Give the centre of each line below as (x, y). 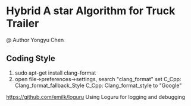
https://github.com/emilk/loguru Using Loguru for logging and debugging (96, 97)
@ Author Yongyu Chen (35, 40)
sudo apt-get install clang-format (55, 73)
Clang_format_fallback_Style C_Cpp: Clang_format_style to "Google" (98, 85)
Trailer (23, 23)
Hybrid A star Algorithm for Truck (91, 11)
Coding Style (31, 58)
